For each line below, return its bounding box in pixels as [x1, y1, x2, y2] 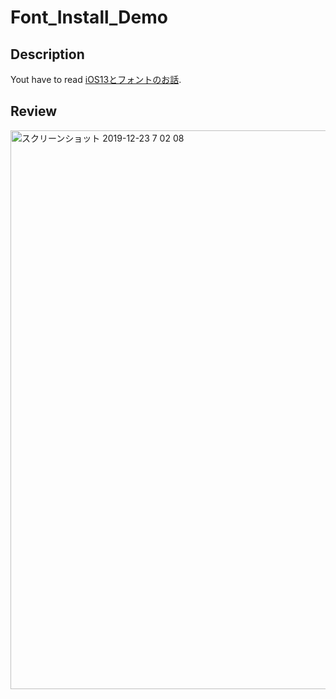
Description [10, 46, 85, 63]
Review [10, 103, 58, 120]
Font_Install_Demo [10, 6, 168, 29]
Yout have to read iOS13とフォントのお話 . [10, 74, 182, 85]
